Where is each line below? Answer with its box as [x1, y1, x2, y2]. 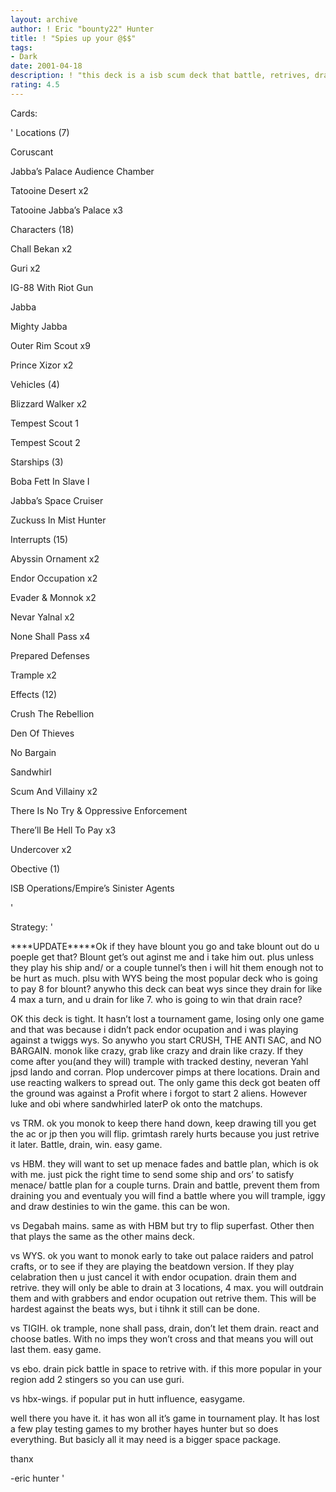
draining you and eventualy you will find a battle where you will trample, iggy [10, 1189, 326, 1201]
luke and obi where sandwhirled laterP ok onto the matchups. [10, 1097, 263, 1110]
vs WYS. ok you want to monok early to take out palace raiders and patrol [10, 1249, 314, 1261]
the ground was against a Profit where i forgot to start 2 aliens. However [10, 1087, 308, 1099]
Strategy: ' [10, 921, 53, 933]
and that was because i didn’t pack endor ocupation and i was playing [10, 1023, 299, 1035]
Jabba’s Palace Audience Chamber [10, 165, 155, 177]
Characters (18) [10, 223, 75, 235]
